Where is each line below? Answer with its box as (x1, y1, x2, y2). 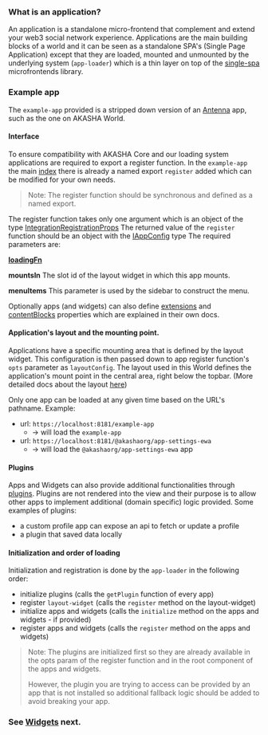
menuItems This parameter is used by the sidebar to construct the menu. (8, 285, 250, 295)
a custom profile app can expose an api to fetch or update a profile (19, 521, 240, 531)
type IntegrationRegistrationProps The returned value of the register (8, 222, 235, 232)
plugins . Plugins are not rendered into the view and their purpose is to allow (8, 489, 257, 498)
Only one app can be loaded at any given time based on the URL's (8, 395, 226, 404)
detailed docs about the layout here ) (8, 379, 128, 389)
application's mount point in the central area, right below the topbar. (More (8, 371, 254, 380)
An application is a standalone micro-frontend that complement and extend (8, 25, 255, 34)
